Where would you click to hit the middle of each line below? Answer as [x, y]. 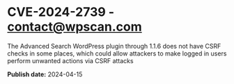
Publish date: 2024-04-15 [45, 74]
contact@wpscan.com [75, 27]
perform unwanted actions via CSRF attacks [70, 60]
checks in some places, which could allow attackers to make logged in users [117, 53]
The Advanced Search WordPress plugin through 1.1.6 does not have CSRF [114, 46]
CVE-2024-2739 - [61, 12]
